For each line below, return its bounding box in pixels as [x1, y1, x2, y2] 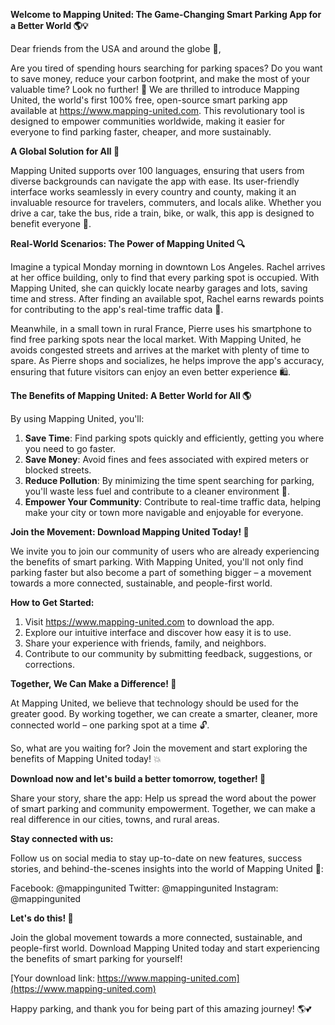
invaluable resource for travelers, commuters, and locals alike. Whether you [10, 197, 322, 208]
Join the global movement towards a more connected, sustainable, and [10, 932, 303, 943]
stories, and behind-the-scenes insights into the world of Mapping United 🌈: [10, 863, 324, 874]
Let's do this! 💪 [10, 912, 74, 924]
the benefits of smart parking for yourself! [10, 953, 183, 964]
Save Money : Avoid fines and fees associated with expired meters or [24, 454, 309, 465]
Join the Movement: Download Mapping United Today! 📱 [10, 526, 250, 538]
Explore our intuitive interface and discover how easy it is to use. [24, 627, 292, 638]
